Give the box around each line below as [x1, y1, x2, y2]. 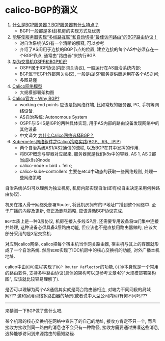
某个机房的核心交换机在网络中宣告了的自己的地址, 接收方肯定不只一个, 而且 [5, 318, 156, 324]
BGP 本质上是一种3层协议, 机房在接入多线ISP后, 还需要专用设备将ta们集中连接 [5, 218, 159, 224]
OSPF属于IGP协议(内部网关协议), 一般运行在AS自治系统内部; [19, 64, 141, 70]
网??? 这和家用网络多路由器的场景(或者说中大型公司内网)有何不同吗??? [5, 292, 148, 298]
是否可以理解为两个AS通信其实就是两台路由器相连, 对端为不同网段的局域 [5, 286, 151, 292]
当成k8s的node [19, 157, 51, 163]
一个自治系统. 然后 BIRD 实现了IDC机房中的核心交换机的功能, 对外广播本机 [13, 247, 160, 253]
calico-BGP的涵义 [5, 4, 78, 16]
